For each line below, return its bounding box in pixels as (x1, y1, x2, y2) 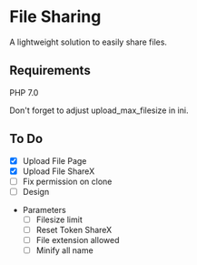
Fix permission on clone (22, 176, 113, 187)
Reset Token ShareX (35, 224, 113, 235)
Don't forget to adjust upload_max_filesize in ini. (9, 105, 189, 116)
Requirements (9, 63, 91, 78)
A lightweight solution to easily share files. (9, 36, 168, 47)
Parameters (22, 204, 66, 215)
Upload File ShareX (22, 166, 95, 177)
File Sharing (9, 6, 102, 27)
